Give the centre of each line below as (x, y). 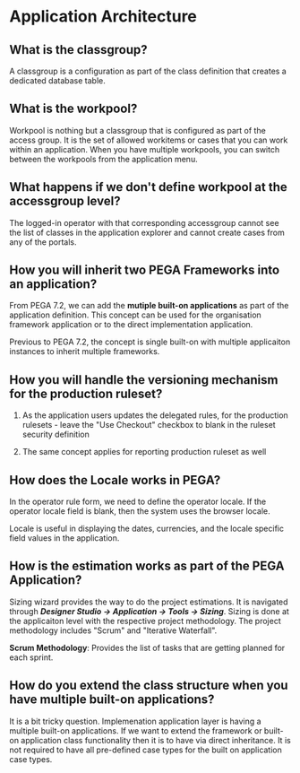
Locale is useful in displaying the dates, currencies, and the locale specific (147, 529)
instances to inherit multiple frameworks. (85, 352)
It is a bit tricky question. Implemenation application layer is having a (135, 721)
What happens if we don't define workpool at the (149, 187)
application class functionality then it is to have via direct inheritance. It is (156, 740)
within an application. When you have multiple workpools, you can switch (145, 149)
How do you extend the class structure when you (149, 686)
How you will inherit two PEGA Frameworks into (145, 270)
